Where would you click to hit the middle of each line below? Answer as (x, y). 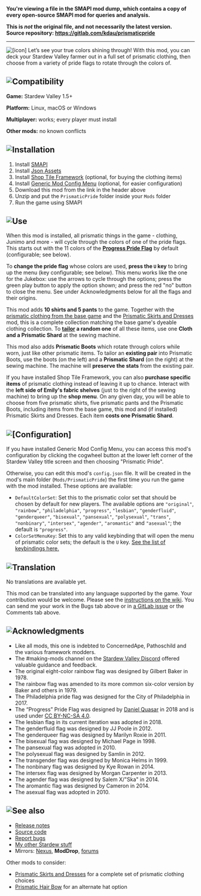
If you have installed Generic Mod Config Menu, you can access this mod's (99, 449)
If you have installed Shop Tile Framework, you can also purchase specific (99, 377)
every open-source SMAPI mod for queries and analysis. (78, 15)
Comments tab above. (33, 613)
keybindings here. (37, 549)
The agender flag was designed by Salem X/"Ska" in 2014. (87, 779)
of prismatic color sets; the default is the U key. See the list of (90, 542)
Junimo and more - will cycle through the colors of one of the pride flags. (97, 242)
